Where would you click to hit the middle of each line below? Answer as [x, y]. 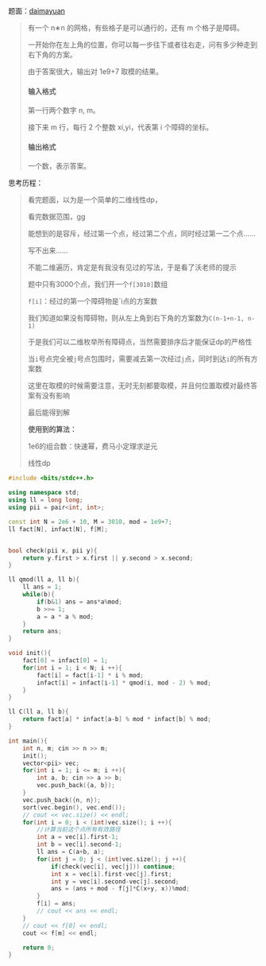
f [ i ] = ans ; [57, 904]
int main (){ [28, 741]
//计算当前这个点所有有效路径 [79, 830]
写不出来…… [48, 250]
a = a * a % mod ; [65, 617]
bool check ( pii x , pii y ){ [53, 550]
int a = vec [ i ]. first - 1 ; [78, 837]
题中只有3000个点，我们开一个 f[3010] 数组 [98, 285]
